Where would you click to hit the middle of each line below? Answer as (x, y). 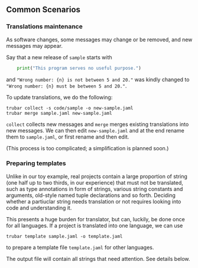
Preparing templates (36, 163)
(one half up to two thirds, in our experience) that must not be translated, (95, 182)
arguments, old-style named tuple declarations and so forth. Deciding (91, 195)
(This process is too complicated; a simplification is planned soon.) (87, 148)
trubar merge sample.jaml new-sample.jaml (59, 113)
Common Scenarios (43, 10)
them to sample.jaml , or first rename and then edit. (68, 137)
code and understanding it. (39, 208)
